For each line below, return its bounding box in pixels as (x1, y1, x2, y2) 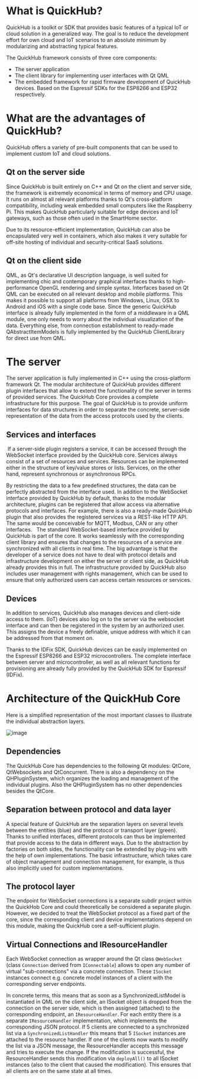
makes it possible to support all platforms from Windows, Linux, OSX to (6, 296, 180, 303)
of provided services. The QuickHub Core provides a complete (6, 393, 159, 401)
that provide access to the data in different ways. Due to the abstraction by (6, 839, 189, 846)
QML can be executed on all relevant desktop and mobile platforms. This (6, 290, 183, 297)
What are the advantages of (6, 111, 146, 125)
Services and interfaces (6, 430, 96, 440)
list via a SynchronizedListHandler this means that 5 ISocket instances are (6, 1030, 186, 1037)
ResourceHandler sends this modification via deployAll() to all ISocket (6, 1055, 178, 1062)
